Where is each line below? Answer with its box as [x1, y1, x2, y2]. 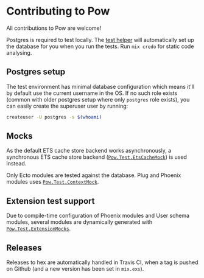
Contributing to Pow [6, 4, 110, 18]
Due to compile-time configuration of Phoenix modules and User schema [6, 212, 190, 220]
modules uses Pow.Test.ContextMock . [6, 178, 99, 186]
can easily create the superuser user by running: [6, 102, 128, 109]
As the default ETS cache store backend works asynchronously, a [6, 147, 172, 155]
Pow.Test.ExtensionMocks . [6, 225, 71, 232]
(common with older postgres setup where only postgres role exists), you [6, 96, 190, 103]
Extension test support [6, 196, 95, 206]
